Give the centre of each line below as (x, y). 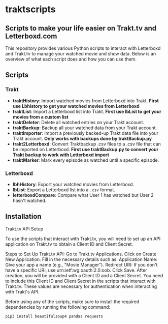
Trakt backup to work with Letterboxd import (61, 155)
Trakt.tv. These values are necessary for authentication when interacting (81, 286)
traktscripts (30, 9)
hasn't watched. (29, 200)
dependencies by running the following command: (58, 307)
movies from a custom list (40, 117)
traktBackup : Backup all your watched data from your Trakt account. (85, 128)
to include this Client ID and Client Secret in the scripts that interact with (80, 281)
